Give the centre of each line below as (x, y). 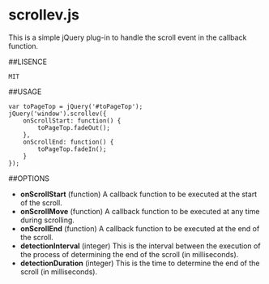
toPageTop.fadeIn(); (72, 149)
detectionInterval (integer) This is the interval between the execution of (140, 246)
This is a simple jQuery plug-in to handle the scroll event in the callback (128, 37)
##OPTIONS (29, 178)
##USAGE (25, 92)
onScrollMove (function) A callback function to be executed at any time (140, 211)
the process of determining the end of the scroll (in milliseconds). (129, 254)
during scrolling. (47, 220)
